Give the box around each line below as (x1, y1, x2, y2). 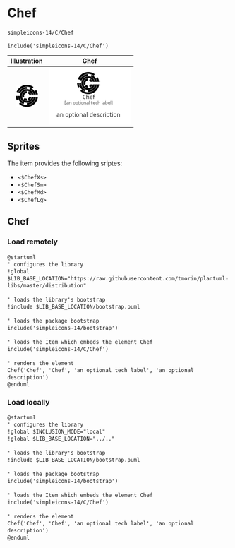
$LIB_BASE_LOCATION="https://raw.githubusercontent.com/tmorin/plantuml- (7, 275, 229, 282)
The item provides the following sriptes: (7, 159, 123, 167)
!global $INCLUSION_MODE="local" (7, 428, 106, 435)
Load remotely (7, 237, 59, 246)
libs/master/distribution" (7, 282, 87, 289)
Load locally (7, 397, 50, 407)
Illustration (10, 56, 44, 65)
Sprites (7, 140, 40, 153)
